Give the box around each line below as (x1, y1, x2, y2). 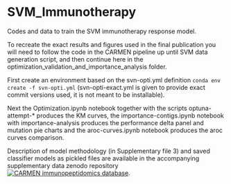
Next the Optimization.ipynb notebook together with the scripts (7, 104, 187, 112)
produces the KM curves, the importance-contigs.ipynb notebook (36, 111, 224, 120)
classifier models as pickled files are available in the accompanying (7, 154, 200, 163)
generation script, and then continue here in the (7, 55, 144, 63)
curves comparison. (7, 133, 65, 142)
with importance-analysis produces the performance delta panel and (7, 118, 205, 127)
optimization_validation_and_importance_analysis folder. (7, 62, 168, 71)
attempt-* (7, 111, 35, 120)
